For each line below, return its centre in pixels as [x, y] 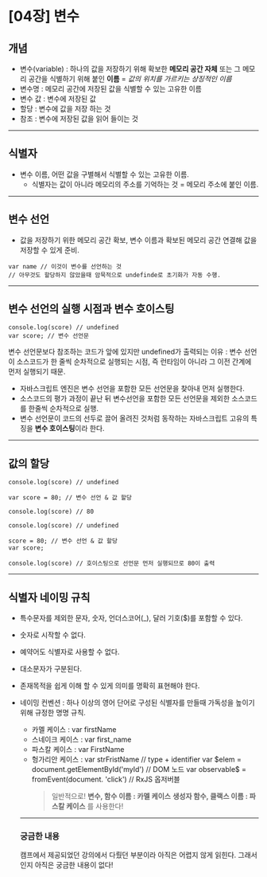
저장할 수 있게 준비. [49, 250]
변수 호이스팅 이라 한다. [70, 429]
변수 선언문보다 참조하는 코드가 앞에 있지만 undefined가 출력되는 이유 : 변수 [125, 352]
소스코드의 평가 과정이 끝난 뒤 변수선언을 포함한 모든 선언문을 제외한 [125, 398]
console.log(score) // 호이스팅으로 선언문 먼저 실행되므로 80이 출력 [112, 564]
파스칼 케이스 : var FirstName [78, 750]
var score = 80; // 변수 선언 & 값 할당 [70, 498]
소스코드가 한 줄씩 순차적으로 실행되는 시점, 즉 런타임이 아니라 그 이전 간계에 [134, 362]
